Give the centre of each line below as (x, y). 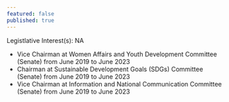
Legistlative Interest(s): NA (45, 40)
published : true (30, 20)
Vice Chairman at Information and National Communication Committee (119, 84)
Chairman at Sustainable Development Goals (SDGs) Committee (110, 69)
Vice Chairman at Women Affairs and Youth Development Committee (117, 54)
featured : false (30, 14)
